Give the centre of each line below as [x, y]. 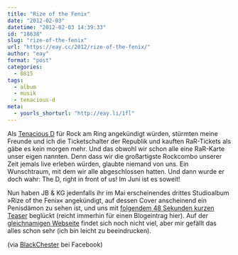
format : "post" [30, 61]
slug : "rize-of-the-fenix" [47, 41]
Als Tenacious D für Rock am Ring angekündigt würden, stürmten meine [113, 133]
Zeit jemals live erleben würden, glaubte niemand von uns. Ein [98, 164]
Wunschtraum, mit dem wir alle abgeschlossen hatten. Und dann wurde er [116, 171]
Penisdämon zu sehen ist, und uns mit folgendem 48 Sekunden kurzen [111, 208]
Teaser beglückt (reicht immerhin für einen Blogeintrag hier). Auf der [108, 215]
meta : [15, 107]
